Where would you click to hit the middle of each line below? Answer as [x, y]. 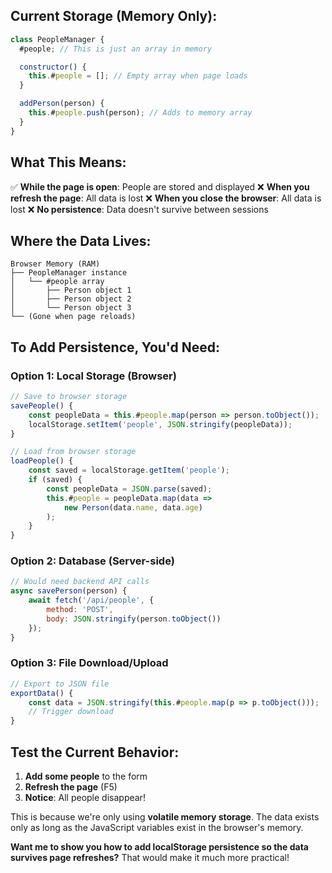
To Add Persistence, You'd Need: [115, 347]
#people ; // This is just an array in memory [116, 49]
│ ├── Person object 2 [71, 299]
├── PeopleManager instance [69, 273]
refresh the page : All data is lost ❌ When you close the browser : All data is [166, 198]
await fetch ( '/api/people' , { [91, 600]
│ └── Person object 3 [71, 308]
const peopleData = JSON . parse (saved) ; [129, 489]
